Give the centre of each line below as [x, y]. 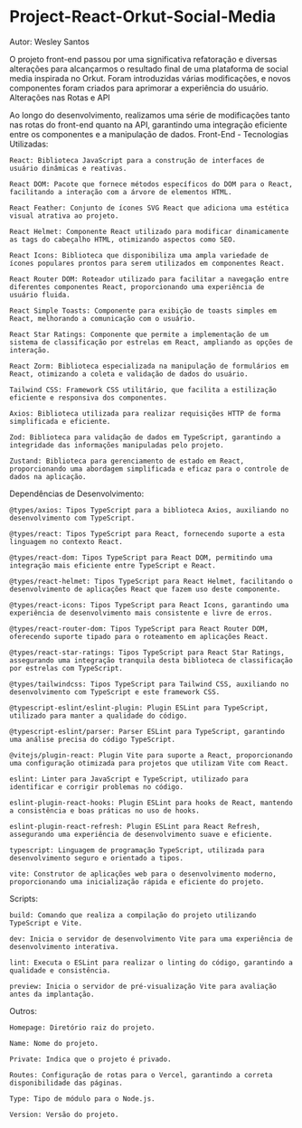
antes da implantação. [52, 994]
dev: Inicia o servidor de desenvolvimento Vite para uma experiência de [151, 939]
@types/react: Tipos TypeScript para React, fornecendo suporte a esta [147, 534]
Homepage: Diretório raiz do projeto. [82, 1028]
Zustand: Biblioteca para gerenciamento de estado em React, [127, 461]
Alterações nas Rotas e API [60, 98]
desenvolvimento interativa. [64, 946]
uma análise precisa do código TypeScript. [93, 739]
